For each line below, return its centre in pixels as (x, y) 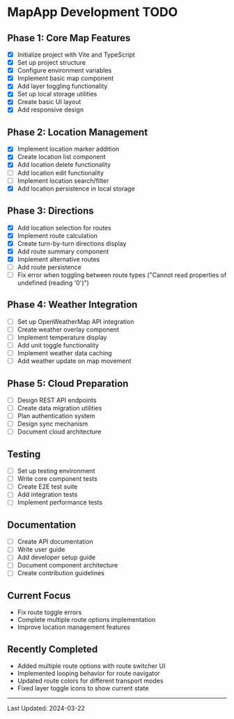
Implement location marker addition (68, 149)
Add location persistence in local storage (76, 188)
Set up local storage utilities (57, 94)
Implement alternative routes (58, 259)
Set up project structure (51, 63)
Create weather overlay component (68, 329)
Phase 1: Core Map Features (69, 38)
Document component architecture (68, 565)
